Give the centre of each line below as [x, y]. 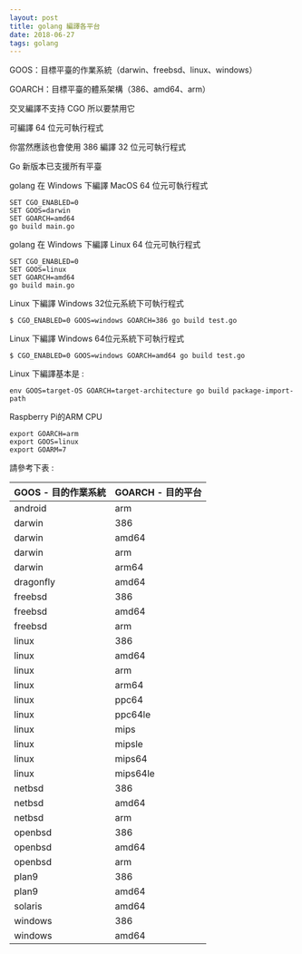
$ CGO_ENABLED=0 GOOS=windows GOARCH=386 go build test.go [123, 321]
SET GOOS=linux [38, 270]
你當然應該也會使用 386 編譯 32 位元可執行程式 [97, 147]
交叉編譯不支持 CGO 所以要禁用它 [73, 109]
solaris [28, 906]
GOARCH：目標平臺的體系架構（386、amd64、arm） [110, 89]
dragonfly [35, 582]
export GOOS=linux [44, 442]
